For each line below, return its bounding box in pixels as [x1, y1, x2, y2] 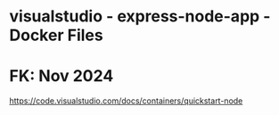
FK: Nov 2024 [9, 66, 114, 86]
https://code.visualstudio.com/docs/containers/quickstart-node [9, 95, 243, 106]
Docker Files [9, 25, 104, 45]
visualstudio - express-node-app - [9, 6, 271, 27]
